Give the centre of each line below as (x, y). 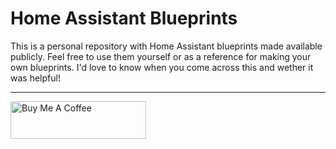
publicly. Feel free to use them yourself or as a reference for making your (161, 56)
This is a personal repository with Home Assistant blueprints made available (166, 46)
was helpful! (35, 78)
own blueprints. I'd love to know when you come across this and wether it (162, 67)
